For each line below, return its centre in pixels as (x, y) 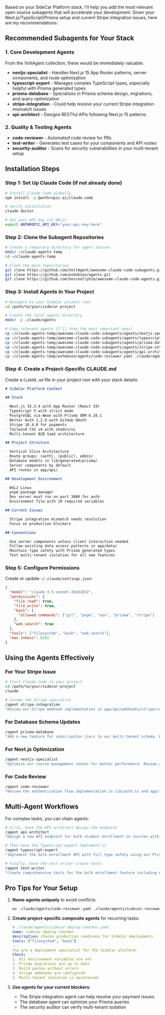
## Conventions (21, 533)
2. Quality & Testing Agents (38, 127)
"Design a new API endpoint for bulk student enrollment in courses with (82, 837)
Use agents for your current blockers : (51, 987)
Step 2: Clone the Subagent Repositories (55, 237)
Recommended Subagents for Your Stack (69, 38)
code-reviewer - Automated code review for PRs (62, 138)
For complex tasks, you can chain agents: (47, 818)
